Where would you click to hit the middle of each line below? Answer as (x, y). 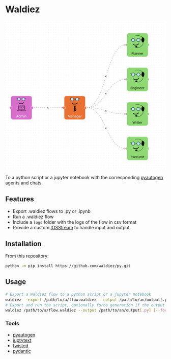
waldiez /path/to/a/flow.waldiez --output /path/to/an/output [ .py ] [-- (83, 310)
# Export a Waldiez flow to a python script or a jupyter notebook (78, 294)
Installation (23, 244)
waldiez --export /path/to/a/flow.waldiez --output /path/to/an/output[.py (87, 300)
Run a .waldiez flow (33, 217)
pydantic (22, 351)
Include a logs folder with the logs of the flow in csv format (75, 222)
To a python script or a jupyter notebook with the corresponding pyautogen (84, 178)
